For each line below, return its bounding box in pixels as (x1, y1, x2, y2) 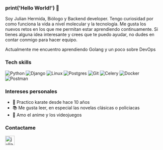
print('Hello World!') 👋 (5, 4, 60, 11)
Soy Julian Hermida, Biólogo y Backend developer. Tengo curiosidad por (5, 16, 154, 22)
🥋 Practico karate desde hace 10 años (12, 99, 90, 105)
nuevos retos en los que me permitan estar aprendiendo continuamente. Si (5, 26, 158, 32)
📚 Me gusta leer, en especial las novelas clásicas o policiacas (12, 104, 140, 111)
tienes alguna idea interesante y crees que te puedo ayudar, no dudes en (5, 32, 155, 38)
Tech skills (5, 59, 32, 66)
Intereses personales (5, 88, 58, 95)
